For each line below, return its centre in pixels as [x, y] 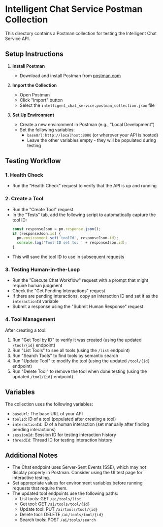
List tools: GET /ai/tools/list [50, 499]
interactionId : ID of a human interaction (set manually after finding [81, 424]
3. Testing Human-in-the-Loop [43, 269]
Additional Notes [32, 455]
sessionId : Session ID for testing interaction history [64, 435]
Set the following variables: [47, 130]
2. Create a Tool [24, 199]
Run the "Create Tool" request [43, 209]
